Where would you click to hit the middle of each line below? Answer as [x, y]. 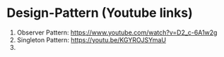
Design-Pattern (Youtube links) [100, 13]
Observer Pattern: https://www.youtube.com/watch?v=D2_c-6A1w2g [117, 32]
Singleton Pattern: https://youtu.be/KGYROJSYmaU [92, 39]
